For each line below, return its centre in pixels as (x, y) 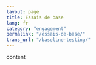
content (16, 57)
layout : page (23, 12)
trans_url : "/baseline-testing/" (49, 40)
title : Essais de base (35, 17)
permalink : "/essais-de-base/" (46, 34)
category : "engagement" (36, 29)
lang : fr (17, 23)
